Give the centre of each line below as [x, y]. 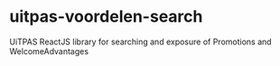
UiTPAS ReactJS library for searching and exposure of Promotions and [141, 42]
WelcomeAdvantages [49, 51]
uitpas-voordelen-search [106, 17]
